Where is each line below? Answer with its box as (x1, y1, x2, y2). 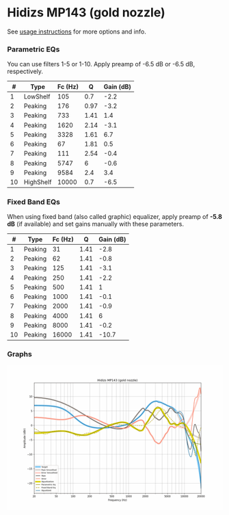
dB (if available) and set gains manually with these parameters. (7, 220, 185, 228)
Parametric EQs (7, 44, 60, 54)
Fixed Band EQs (7, 197, 60, 207)
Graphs (7, 349, 32, 359)
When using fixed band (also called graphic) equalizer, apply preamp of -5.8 (7, 213, 222, 221)
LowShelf (23, 92, 51, 101)
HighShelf (23, 178, 52, 186)
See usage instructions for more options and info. (7, 27, 147, 36)
